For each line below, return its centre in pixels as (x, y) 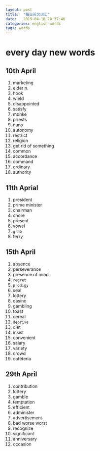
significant (23, 433)
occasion (22, 444)
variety (20, 348)
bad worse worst (30, 423)
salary (19, 343)
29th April (21, 374)
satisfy (19, 109)
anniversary (25, 439)
